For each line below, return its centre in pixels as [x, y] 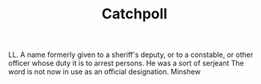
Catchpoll [135, 14]
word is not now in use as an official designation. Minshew [104, 72]
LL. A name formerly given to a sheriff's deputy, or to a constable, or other [131, 55]
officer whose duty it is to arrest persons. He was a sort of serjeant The [126, 63]
